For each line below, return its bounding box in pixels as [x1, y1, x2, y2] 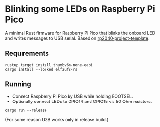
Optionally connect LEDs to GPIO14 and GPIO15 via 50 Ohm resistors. [12, 98, 152, 104]
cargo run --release [5, 108, 47, 113]
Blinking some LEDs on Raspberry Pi [5, 3, 155, 15]
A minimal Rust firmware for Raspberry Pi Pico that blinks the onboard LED [5, 30, 156, 36]
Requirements [5, 50, 49, 58]
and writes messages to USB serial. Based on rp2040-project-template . [5, 35, 150, 41]
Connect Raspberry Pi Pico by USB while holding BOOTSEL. [12, 93, 133, 99]
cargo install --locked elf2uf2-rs [5, 67, 78, 72]
